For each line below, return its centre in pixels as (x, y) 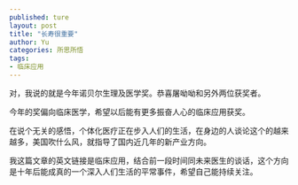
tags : (19, 58)
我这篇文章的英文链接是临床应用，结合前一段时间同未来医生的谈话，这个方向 (149, 160)
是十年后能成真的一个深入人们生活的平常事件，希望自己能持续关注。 (133, 171)
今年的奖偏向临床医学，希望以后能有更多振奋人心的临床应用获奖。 (129, 112)
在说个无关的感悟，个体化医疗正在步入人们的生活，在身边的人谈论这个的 (141, 130)
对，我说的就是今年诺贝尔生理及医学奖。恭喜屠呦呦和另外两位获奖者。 (137, 93)
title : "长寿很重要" (43, 34)
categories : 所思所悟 (47, 50)
